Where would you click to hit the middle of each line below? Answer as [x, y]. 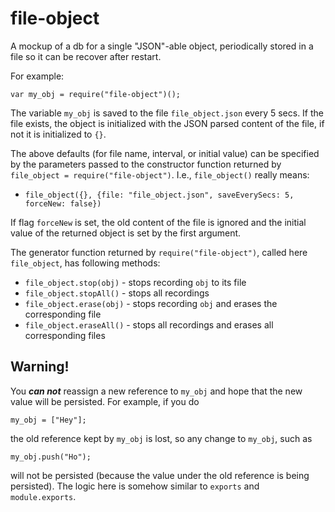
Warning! [40, 367]
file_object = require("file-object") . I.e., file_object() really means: [160, 174]
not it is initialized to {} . [58, 134]
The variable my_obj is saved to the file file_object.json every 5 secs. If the [167, 113]
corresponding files [65, 335]
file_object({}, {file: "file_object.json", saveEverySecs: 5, [159, 195]
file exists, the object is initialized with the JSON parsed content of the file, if [167, 123]
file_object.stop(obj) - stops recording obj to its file [135, 282]
